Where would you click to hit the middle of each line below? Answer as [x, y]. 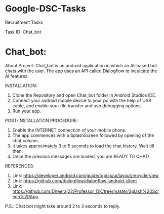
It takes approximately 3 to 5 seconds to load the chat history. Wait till [83, 146]
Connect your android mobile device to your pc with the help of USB [82, 100]
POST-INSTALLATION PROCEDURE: [41, 120]
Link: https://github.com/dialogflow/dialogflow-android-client [75, 180]
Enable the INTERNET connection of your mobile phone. [69, 130]
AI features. [17, 76]
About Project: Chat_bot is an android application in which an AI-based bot [81, 65]
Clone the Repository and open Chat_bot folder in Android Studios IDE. [84, 95]
